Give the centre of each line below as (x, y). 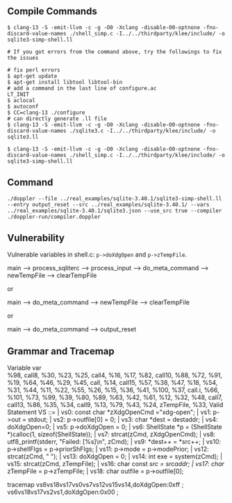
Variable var (24, 368)
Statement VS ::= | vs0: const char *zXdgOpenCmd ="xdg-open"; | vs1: (109, 412)
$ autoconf (23, 106)
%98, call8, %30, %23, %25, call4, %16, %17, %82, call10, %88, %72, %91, (115, 375)
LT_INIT (18, 94)
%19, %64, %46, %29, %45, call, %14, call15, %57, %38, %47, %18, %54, (113, 383)
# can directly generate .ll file (57, 118)
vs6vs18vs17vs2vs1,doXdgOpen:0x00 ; (63, 492)
